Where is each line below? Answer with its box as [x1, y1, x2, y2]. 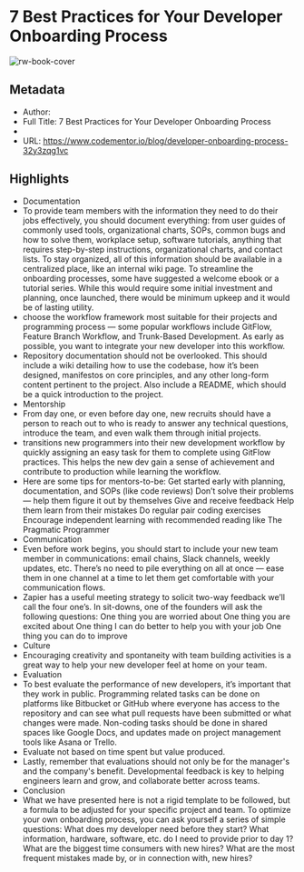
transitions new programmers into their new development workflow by [22, 436, 286, 447]
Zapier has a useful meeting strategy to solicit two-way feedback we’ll [22, 591, 286, 602]
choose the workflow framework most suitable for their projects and [22, 311, 278, 322]
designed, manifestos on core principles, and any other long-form [22, 369, 270, 380]
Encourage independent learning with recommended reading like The [22, 514, 283, 525]
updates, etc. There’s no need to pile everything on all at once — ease [22, 562, 285, 574]
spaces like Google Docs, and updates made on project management [22, 727, 281, 737]
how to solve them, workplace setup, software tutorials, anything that [22, 234, 282, 245]
